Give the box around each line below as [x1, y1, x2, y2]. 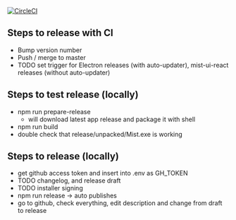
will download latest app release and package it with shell [27, 115, 196, 123]
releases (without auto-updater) [17, 68, 111, 77]
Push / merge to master [17, 53, 86, 61]
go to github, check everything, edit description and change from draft [17, 199, 223, 207]
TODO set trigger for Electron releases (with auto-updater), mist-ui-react [17, 61, 229, 69]
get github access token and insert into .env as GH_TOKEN [17, 169, 188, 178]
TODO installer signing [17, 184, 83, 192]
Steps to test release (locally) [7, 89, 139, 101]
